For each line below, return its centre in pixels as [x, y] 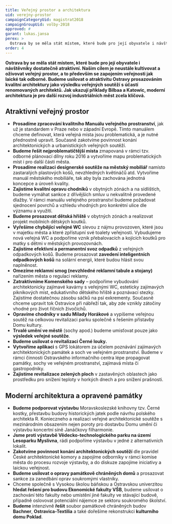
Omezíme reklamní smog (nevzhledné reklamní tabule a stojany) [82, 271]
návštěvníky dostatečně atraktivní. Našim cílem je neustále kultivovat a [83, 68]
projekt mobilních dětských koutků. [50, 222]
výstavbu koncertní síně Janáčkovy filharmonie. [63, 430]
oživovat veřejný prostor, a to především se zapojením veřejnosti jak [79, 74]
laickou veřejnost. [31, 468]
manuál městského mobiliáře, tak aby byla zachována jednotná [79, 178]
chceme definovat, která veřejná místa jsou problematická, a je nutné [85, 135]
